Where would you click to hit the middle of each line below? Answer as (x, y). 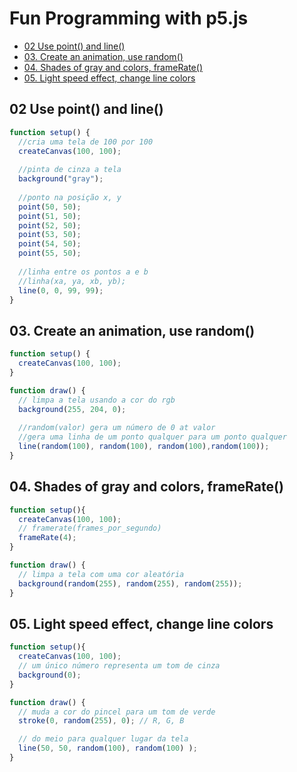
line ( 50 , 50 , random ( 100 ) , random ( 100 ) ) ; (108, 748)
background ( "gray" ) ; (61, 179)
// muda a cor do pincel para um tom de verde (117, 712)
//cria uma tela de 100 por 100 (86, 142)
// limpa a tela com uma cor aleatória (101, 574)
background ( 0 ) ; (50, 675)
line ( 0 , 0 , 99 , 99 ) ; (61, 290)
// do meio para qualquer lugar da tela (103, 739)
